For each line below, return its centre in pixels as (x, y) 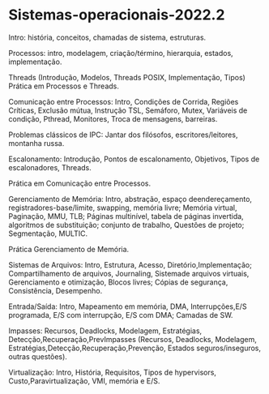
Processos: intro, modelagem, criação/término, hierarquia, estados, (121, 53)
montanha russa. (36, 143)
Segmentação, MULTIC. (48, 233)
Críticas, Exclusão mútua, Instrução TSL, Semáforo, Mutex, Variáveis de (128, 110)
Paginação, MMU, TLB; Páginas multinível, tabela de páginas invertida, (126, 216)
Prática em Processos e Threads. (64, 86)
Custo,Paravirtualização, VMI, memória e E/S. (84, 381)
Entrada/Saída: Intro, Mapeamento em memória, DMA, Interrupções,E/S (128, 306)
